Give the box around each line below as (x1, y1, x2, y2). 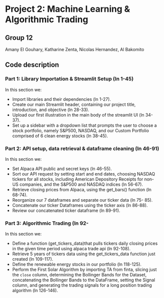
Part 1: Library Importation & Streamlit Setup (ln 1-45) (5, 75, 134, 82)
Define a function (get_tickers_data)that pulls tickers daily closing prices (12, 240, 158, 246)
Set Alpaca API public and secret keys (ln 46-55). (12, 166, 112, 172)
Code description (5, 60, 59, 69)
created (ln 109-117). (12, 256, 53, 262)
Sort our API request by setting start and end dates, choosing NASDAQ (12, 171, 155, 177)
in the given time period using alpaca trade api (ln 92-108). (12, 246, 131, 252)
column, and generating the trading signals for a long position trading (12, 282, 152, 288)
